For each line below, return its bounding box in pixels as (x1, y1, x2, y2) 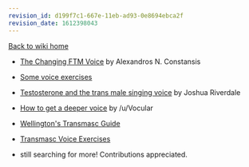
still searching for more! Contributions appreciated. (19, 149, 188, 159)
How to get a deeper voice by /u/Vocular (19, 103, 154, 113)
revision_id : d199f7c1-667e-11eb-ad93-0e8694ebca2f (8, 11, 184, 20)
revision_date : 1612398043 (8, 19, 98, 27)
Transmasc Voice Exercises (19, 133, 111, 144)
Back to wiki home (8, 41, 69, 50)
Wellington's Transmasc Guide (19, 118, 121, 128)
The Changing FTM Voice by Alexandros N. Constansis (19, 57, 201, 66)
